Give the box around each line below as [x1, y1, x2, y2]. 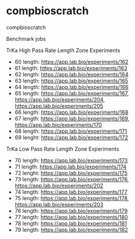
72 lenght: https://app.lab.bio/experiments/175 [14, 169, 128, 176]
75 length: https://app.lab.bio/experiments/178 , [14, 195, 129, 202]
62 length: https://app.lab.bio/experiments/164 [14, 71, 129, 78]
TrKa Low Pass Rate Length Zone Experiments [6, 145, 120, 152]
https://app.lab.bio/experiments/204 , [14, 96, 105, 103]
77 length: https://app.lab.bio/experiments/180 [14, 213, 128, 221]
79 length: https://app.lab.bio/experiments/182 [14, 226, 128, 233]
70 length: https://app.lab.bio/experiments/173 [14, 157, 128, 164]
